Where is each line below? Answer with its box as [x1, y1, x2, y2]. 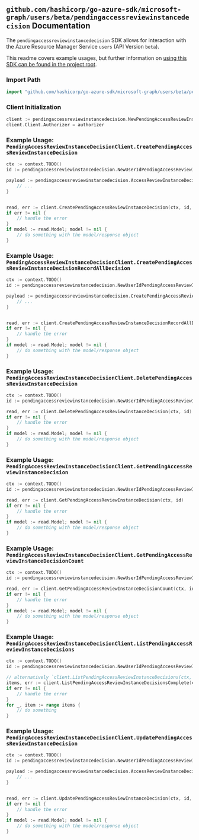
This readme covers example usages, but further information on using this [6, 54, 187, 62]
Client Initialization [6, 103, 62, 111]
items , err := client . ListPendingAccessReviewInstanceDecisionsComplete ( [6, 680, 192, 686]
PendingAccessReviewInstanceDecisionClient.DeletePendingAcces [6, 374, 192, 381]
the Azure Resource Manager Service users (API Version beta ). [6, 43, 160, 50]
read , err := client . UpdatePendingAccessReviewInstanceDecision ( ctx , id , [6, 795, 192, 801]
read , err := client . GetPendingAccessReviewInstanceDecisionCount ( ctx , [6, 586, 187, 592]
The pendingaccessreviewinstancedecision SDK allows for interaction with [6, 36, 187, 44]
